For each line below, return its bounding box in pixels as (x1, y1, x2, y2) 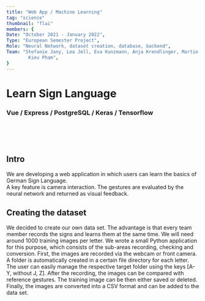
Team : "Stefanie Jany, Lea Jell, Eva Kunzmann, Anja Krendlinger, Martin (6, 49, 199, 55)
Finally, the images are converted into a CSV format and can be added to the (6, 282, 199, 289)
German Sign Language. (6, 177, 68, 184)
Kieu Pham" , (28, 54, 59, 61)
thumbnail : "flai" (6, 20, 53, 26)
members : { (6, 26, 34, 32)
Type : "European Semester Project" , (6, 37, 100, 43)
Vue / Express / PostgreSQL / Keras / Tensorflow (6, 108, 154, 117)
